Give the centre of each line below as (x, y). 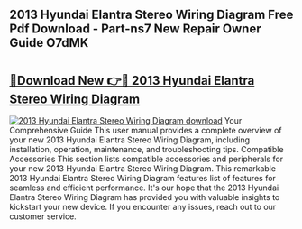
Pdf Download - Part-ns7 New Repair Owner (135, 29)
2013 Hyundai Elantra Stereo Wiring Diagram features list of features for (143, 178)
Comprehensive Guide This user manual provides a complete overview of (146, 130)
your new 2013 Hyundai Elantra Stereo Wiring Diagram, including (130, 140)
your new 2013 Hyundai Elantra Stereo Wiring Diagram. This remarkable (143, 169)
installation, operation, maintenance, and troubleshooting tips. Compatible (146, 149)
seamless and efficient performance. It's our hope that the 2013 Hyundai (144, 188)
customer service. (43, 216)
